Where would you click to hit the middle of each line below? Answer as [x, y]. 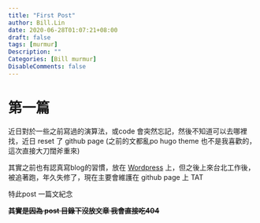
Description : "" [35, 52]
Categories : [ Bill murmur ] [52, 60]
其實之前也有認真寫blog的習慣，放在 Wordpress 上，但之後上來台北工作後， [132, 167]
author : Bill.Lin [37, 23]
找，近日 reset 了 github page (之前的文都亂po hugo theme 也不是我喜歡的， [132, 141]
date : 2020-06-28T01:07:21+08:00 [63, 30]
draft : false [30, 37]
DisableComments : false [47, 67]
